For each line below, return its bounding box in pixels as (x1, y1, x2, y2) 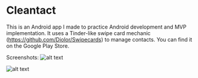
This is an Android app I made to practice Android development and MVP (6, 23, 187, 30)
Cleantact (6, 4, 56, 17)
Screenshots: (6, 54, 39, 61)
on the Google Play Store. (6, 42, 70, 49)
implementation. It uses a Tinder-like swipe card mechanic (6, 29, 151, 36)
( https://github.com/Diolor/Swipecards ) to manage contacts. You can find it (6, 36, 193, 43)
